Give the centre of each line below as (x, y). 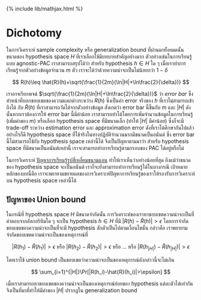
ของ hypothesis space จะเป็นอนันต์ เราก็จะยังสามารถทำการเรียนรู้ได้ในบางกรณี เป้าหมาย (97, 167)
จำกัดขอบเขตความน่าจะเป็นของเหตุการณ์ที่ (47, 234)
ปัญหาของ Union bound (46, 200)
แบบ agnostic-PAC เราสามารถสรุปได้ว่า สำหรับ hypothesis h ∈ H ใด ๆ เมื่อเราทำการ (96, 63)
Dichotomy (34, 33)
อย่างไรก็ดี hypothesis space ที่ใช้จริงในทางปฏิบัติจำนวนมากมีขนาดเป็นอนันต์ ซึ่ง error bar (100, 134)
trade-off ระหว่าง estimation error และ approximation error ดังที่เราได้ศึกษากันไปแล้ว (100, 127)
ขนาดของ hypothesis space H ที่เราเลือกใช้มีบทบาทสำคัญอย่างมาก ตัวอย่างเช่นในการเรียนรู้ (99, 56)
